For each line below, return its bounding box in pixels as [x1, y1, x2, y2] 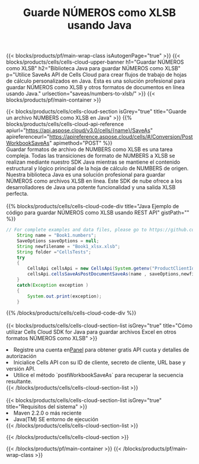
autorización [6, 353, 37, 360]
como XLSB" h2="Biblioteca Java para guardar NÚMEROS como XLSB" [6, 65, 181, 72]
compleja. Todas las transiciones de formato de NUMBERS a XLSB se [6, 152, 175, 159]
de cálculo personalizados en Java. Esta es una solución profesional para [6, 77, 185, 84]
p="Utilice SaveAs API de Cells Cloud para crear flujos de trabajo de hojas [6, 71, 187, 79]
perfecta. [6, 190, 28, 197]
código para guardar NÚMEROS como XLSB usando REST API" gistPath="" [6, 209, 190, 217]
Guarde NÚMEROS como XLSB [23, 6, 176, 20]
